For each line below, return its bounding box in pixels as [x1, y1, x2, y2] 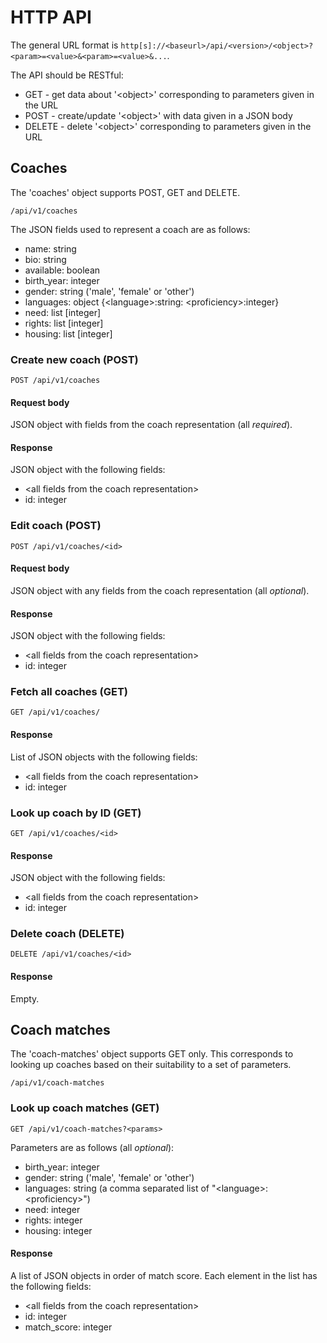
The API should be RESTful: [10, 69, 124, 81]
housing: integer [24, 1224, 93, 1236]
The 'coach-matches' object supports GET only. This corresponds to [10, 1048, 294, 1060]
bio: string [24, 253, 67, 265]
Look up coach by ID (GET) [10, 806, 142, 820]
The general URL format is [10, 39, 119, 51]
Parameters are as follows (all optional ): [10, 1141, 175, 1153]
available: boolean [24, 264, 101, 276]
